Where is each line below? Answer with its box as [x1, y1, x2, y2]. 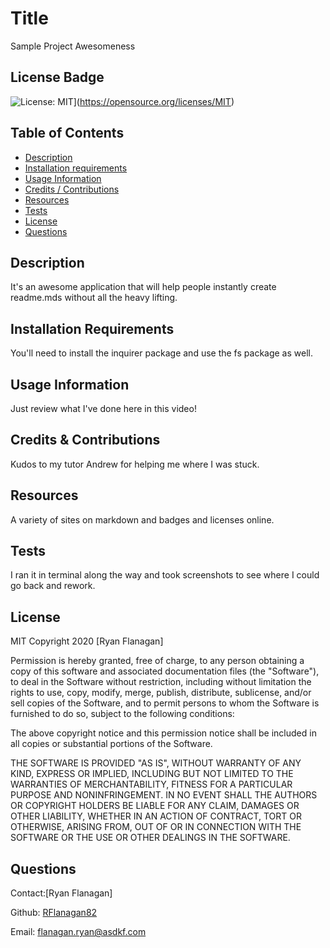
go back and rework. [10, 580, 96, 592]
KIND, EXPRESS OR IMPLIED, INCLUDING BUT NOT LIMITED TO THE [10, 768, 294, 780]
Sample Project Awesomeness [10, 40, 136, 52]
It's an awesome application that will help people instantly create [10, 281, 277, 293]
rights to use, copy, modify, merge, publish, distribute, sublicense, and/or [10, 687, 312, 699]
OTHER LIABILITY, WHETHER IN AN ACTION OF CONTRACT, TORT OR [10, 810, 302, 822]
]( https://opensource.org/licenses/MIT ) [73, 95, 235, 107]
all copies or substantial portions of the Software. [10, 738, 213, 750]
